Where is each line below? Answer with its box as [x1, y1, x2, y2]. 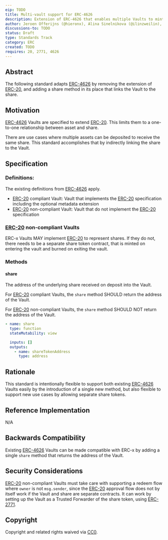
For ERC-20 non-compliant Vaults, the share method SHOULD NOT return [5, 306, 156, 312]
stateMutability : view [9, 330, 57, 335]
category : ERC [5, 40, 35, 45]
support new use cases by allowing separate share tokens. [5, 391, 126, 397]
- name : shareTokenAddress [14, 349, 70, 354]
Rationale [5, 367, 35, 376]
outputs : [9, 344, 28, 349]
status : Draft [5, 30, 35, 35]
